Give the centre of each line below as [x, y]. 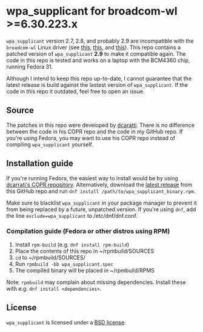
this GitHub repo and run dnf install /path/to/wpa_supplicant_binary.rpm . [101, 191]
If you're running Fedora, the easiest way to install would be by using [92, 178]
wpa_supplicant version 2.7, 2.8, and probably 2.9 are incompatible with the [100, 41]
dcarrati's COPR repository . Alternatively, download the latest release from [99, 185]
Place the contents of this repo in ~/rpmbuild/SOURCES [85, 251]
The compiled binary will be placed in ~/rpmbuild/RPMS [85, 270]
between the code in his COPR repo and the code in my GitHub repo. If [95, 131]
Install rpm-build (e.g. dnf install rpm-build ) [72, 245]
